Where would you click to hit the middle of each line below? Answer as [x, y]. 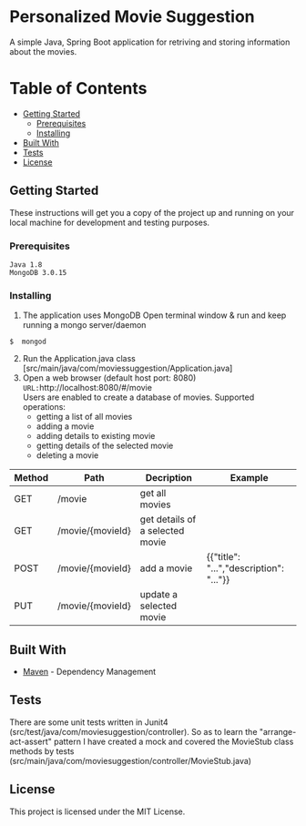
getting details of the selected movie [105, 446]
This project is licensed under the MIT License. [97, 811]
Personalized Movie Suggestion [132, 17]
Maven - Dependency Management [89, 672]
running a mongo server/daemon [84, 325]
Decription [169, 478]
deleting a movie [67, 455]
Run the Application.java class [79, 359]
